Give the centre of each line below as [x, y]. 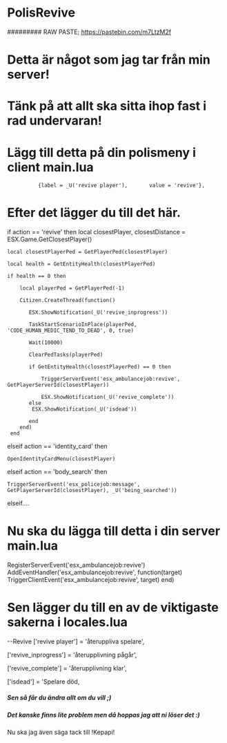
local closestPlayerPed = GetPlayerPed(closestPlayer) [88, 252]
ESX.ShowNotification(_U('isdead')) [85, 409]
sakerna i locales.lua [67, 622]
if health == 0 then [37, 276]
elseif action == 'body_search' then [57, 472]
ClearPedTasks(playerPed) [66, 355]
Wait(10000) [46, 343]
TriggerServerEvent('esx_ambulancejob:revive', [111, 379]
